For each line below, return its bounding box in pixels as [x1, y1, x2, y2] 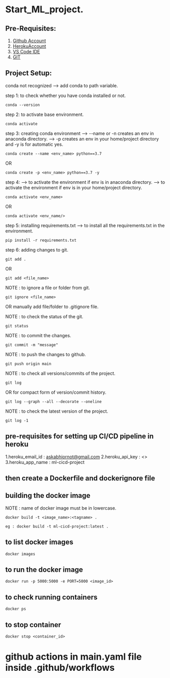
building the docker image [5, 491, 91, 500]
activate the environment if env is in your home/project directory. [5, 184, 142, 190]
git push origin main [5, 361, 52, 366]
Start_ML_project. [5, 4, 83, 15]
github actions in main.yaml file [5, 651, 142, 663]
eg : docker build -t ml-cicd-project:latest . [5, 524, 109, 529]
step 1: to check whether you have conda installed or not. [5, 92, 126, 99]
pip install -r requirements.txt [5, 238, 77, 243]
